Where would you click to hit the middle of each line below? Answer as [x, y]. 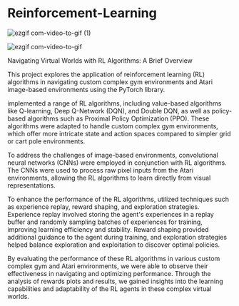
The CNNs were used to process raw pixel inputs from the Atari [101, 170]
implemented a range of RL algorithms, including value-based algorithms [115, 103]
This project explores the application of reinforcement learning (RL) [106, 74]
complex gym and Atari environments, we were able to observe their [108, 266]
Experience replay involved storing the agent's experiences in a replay [111, 214]
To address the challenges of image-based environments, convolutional [113, 155]
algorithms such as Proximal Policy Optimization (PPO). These [118, 118]
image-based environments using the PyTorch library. [86, 89]
